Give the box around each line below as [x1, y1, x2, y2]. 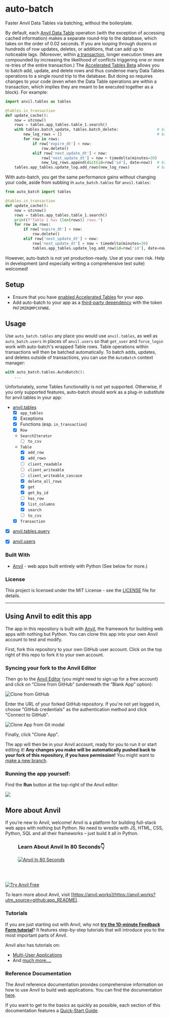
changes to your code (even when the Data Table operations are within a [5, 78, 157, 84]
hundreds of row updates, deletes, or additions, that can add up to [5, 46, 144, 52]
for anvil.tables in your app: [5, 394, 62, 400]
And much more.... [12, 957, 52, 963]
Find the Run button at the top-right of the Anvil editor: [5, 782, 119, 788]
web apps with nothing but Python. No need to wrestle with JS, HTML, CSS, [5, 825, 163, 831]
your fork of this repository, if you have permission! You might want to [5, 752, 155, 758]
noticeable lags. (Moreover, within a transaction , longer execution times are [5, 51, 162, 57]
